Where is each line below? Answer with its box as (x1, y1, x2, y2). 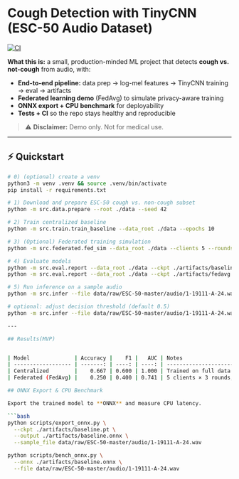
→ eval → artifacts (17, 86, 72, 95)
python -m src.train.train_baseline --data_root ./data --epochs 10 (7, 225, 215, 232)
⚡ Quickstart (7, 151, 64, 163)
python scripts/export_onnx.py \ (7, 419, 107, 426)
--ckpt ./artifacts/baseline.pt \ (14, 426, 116, 433)
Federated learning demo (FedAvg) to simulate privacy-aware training (17, 94, 224, 102)
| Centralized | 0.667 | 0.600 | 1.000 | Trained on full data (7, 367, 231, 375)
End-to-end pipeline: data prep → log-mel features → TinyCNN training (17, 78, 229, 87)
